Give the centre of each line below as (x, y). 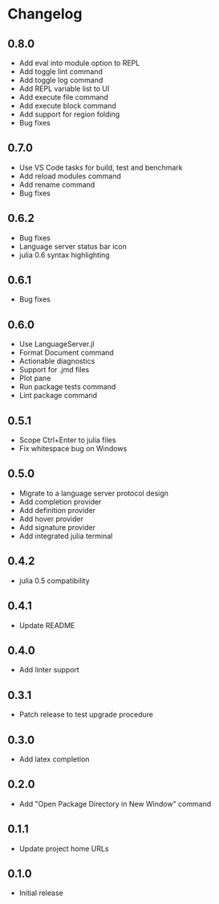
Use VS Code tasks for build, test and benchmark (101, 167)
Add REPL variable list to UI (64, 88)
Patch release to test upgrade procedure (86, 715)
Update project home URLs (64, 849)
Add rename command (57, 184)
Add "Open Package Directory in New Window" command (115, 803)
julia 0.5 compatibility (54, 581)
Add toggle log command (61, 80)
